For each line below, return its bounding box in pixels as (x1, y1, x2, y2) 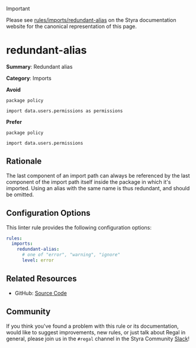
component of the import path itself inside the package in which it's (6, 178, 171, 186)
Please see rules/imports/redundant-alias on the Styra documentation (6, 17, 176, 23)
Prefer (6, 118, 23, 125)
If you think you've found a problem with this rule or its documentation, (6, 323, 179, 330)
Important (6, 5, 30, 12)
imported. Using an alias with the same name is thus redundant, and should (6, 184, 190, 191)
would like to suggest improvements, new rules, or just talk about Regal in (6, 328, 186, 336)
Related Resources (6, 274, 77, 284)
